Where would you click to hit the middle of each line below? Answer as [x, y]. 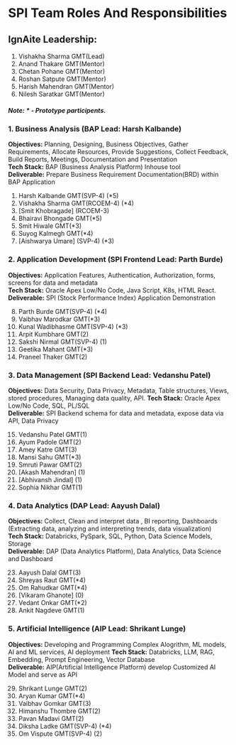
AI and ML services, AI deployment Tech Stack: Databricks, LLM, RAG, [111, 652]
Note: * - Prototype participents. [57, 110]
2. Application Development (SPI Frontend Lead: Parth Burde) [116, 259]
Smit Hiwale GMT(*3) [50, 226]
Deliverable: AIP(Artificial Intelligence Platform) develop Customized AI [112, 667]
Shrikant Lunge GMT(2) [53, 688]
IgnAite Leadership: [53, 39]
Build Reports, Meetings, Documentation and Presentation [93, 159]
